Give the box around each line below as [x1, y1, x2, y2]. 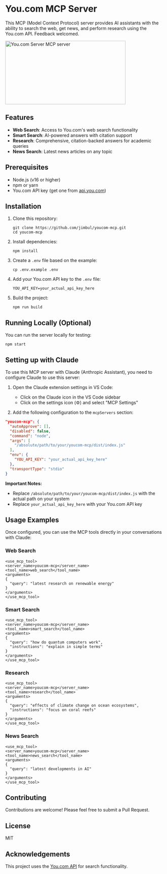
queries [12, 143, 29, 149]
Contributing [5, 793, 47, 802]
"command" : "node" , [10, 433, 51, 438]
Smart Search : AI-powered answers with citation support [12, 132, 133, 138]
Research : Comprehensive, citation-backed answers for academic [12, 138, 152, 144]
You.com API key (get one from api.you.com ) [12, 187, 106, 193]
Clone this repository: [12, 215, 58, 221]
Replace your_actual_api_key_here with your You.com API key [12, 501, 143, 507]
